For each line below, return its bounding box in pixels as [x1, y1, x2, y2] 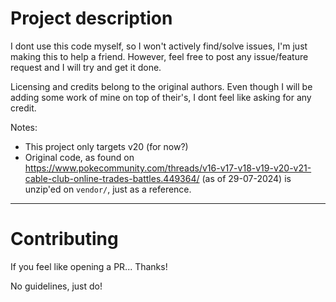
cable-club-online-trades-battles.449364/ [24, 172, 200, 184]
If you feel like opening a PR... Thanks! [10, 260, 168, 272]
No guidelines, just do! [10, 280, 103, 292]
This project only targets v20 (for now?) [24, 140, 189, 152]
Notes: [10, 121, 38, 133]
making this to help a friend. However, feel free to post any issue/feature [10, 50, 309, 62]
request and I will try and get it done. [10, 61, 162, 73]
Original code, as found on [24, 151, 135, 163]
